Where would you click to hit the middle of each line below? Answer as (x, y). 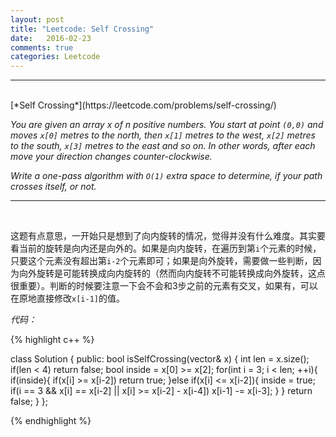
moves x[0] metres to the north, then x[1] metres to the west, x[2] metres (163, 135)
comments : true (42, 47)
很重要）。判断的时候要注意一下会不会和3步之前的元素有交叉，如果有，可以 (164, 286)
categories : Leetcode (55, 57)
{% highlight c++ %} (52, 340)
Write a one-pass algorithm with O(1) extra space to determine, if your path (166, 176)
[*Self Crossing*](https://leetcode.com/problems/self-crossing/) (143, 105)
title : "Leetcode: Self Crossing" (82, 29)
